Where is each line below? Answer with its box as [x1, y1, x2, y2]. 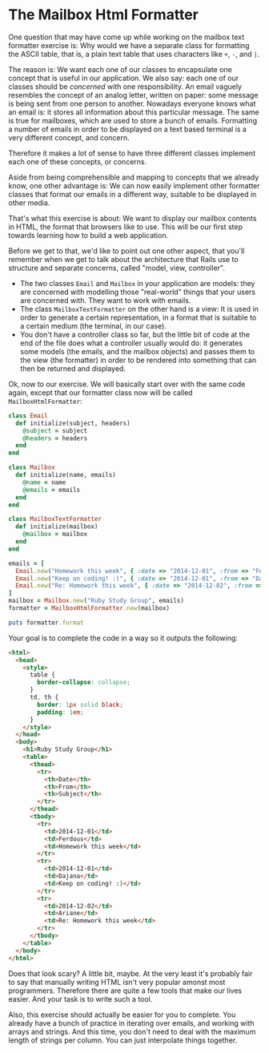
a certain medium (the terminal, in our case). [19, 321, 167, 330]
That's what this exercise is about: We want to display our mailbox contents [8, 213, 257, 223]
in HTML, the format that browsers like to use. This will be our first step [8, 222, 243, 232]
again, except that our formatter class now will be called [8, 387, 194, 397]
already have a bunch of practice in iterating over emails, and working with [8, 1018, 255, 1027]
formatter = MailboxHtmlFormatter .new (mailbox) [8, 604, 171, 612]
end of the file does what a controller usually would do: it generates [19, 338, 243, 348]
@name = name [22, 478, 66, 486]
